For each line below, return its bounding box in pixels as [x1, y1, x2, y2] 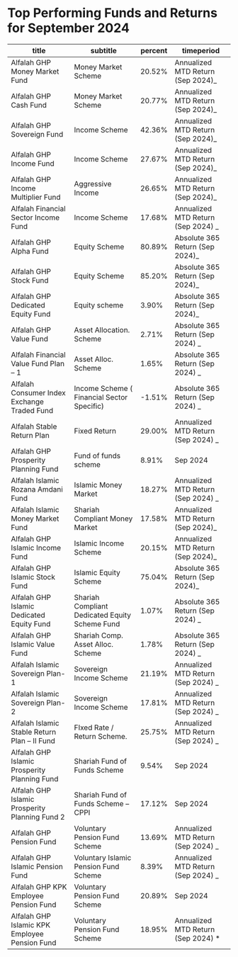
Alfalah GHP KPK [11, 882, 67, 892]
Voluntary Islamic [74, 852, 132, 862]
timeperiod [181, 45, 220, 55]
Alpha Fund [11, 246, 50, 256]
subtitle [90, 45, 117, 55]
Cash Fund [11, 100, 47, 110]
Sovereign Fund [11, 129, 64, 139]
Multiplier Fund [11, 192, 61, 202]
